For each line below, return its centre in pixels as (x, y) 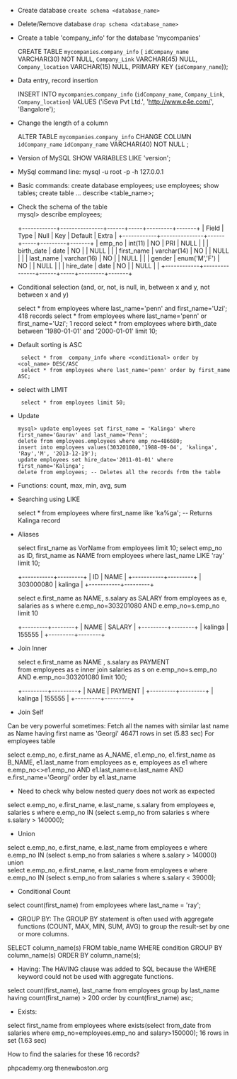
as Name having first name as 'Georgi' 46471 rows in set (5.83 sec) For (111, 733)
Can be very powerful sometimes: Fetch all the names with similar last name (118, 726)
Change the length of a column (63, 123)
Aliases (28, 534)
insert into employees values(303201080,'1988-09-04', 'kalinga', (117, 447)
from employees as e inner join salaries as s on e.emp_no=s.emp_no (117, 669)
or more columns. (43, 934)
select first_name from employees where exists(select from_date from (109, 1025)
